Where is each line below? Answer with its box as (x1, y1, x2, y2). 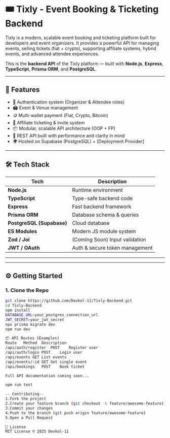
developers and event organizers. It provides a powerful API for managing (5, 40, 159, 46)
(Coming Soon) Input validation (72, 236, 146, 243)
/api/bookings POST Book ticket (5, 364, 85, 369)
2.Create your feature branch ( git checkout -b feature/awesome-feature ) (5, 401, 164, 406)
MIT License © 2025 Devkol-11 (5, 429, 69, 434)
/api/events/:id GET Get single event (5, 359, 87, 364)
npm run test (5, 382, 33, 388)
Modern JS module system (72, 227, 136, 234)
